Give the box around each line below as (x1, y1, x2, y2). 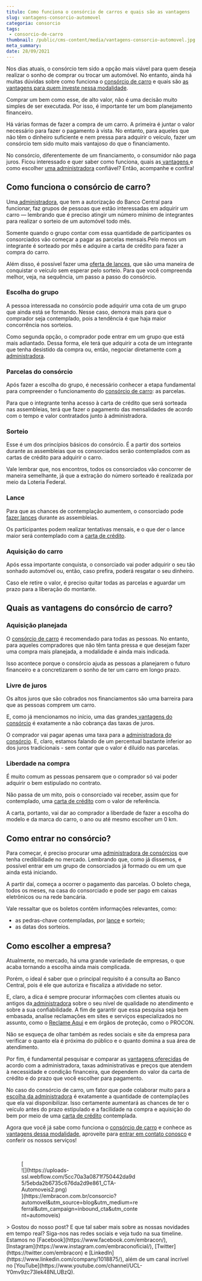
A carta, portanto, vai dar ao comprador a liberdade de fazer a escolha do (6, 809, 189, 816)
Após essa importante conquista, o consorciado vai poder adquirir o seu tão (6, 561, 195, 568)
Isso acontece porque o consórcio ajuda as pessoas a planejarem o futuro (6, 660, 191, 667)
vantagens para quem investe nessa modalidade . (6, 84, 128, 91)
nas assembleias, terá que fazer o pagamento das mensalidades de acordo (6, 406, 193, 413)
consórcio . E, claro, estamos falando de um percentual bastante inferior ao (6, 738, 192, 745)
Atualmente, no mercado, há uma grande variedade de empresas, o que (6, 956, 185, 964)
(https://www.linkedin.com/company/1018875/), (6, 1255, 124, 1263)
